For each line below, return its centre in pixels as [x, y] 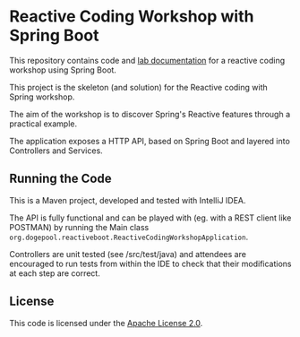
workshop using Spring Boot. [63, 70]
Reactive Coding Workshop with [132, 17]
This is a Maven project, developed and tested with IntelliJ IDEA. [128, 200]
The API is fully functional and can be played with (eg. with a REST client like [150, 218]
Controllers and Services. [56, 151]
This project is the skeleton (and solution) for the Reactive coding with [139, 87]
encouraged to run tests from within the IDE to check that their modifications [150, 264]
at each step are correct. [55, 273]
